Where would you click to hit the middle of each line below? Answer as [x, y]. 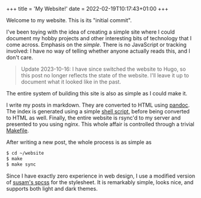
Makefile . [18, 130]
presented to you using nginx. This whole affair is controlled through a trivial [100, 124]
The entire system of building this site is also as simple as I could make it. [97, 93]
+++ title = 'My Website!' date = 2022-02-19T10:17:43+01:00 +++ [87, 9]
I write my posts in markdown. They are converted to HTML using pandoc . [98, 105]
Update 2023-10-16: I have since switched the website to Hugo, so [103, 69]
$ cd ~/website [25, 153]
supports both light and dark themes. [52, 188]
